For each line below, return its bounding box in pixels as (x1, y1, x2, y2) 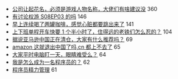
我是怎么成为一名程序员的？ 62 (12, 58, 90, 66)
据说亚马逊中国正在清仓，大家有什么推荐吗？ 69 (12, 36, 133, 43)
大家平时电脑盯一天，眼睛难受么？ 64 (12, 51, 107, 58)
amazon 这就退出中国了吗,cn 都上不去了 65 (12, 43, 121, 50)
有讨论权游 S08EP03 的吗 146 (12, 13, 87, 20)
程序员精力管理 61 (12, 66, 57, 73)
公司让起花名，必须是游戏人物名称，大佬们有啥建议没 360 (12, 5, 157, 12)
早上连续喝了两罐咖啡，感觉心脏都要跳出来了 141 (12, 21, 134, 27)
